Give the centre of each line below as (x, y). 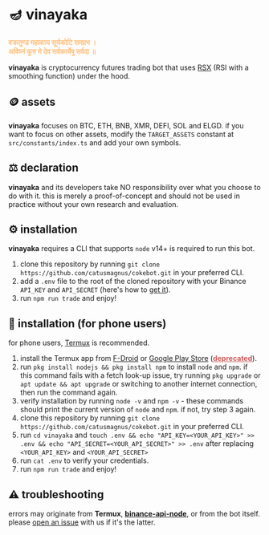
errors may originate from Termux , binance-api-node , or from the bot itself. (134, 514)
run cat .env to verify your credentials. (84, 460)
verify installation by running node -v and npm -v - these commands (132, 401)
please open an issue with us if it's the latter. (82, 522)
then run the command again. (69, 392)
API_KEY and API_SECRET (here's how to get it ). (95, 290)
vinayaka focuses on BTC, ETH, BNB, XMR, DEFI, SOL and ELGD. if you (126, 125)
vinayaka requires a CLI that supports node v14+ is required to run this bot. (132, 249)
